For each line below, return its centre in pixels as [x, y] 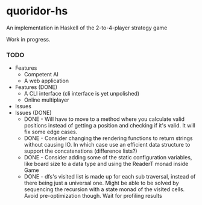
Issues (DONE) [33, 113]
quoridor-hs [37, 11]
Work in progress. [28, 39]
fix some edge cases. [51, 132]
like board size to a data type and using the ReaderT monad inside [106, 164]
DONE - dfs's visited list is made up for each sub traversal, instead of [110, 177]
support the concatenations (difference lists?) [80, 151]
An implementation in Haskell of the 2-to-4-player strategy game [87, 28]
